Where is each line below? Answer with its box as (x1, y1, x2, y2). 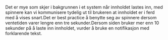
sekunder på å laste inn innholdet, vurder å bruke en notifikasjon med (5, 25, 150, 31)
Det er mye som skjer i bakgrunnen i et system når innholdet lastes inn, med (5, 4, 163, 10)
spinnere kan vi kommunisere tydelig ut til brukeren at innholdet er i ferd (5, 9, 155, 15)
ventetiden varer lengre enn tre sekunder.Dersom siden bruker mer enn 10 (5, 20, 159, 26)
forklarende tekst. (5, 31, 42, 36)
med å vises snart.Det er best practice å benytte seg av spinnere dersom (5, 15, 157, 20)
